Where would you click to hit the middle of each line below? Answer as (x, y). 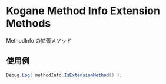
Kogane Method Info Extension (83, 11)
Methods (29, 23)
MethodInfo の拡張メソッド (39, 40)
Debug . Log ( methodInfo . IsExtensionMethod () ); (64, 75)
